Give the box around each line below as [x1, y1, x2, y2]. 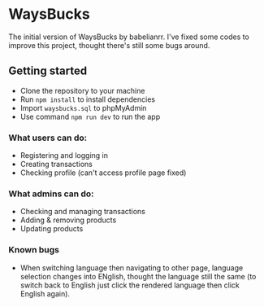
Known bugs [8, 244, 59, 256]
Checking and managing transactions [19, 207, 146, 217]
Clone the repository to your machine [19, 86, 145, 95]
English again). [19, 288, 71, 298]
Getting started [8, 64, 88, 78]
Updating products [19, 224, 84, 234]
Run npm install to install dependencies [19, 94, 156, 104]
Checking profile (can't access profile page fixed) [19, 168, 187, 178]
